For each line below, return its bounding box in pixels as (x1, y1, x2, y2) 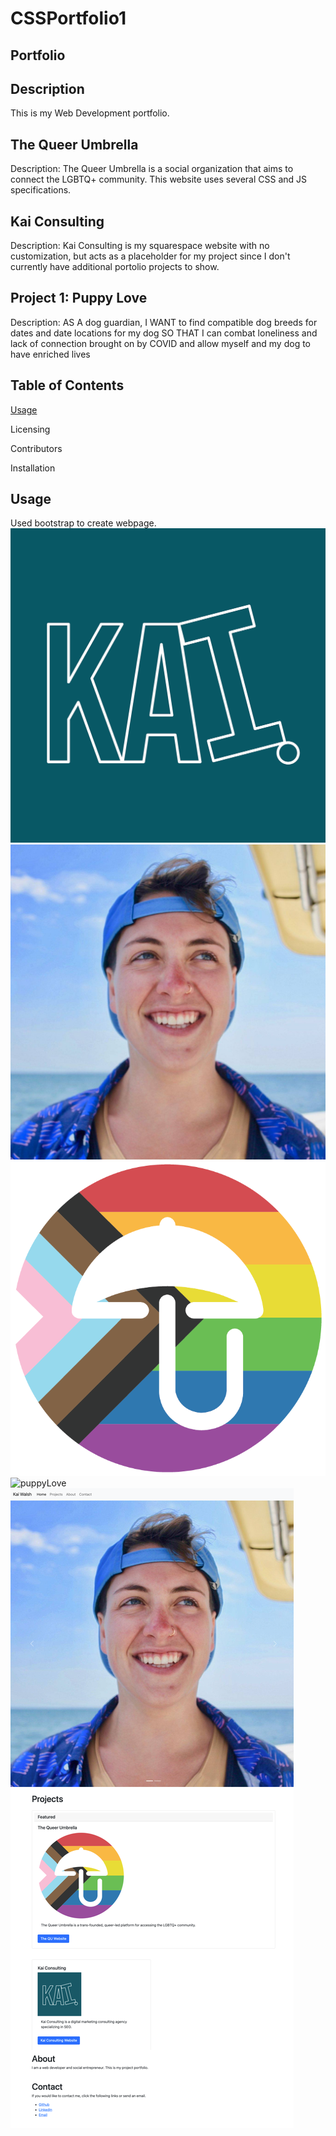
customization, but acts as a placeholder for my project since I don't (10, 250, 291, 262)
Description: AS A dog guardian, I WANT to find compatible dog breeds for (10, 316, 318, 328)
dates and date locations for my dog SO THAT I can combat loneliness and (10, 327, 318, 339)
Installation (10, 462, 56, 474)
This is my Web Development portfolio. (10, 107, 170, 119)
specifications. (10, 184, 72, 196)
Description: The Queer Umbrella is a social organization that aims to (10, 163, 294, 175)
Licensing (10, 423, 51, 435)
